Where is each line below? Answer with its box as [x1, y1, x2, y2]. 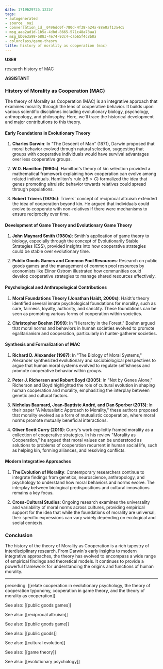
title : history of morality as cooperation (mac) [5, 43, 108, 48]
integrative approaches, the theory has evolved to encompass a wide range [5, 553, 156, 559]
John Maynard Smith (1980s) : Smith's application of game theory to [12, 233, 149, 239]
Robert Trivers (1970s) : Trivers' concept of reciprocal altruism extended [12, 196, 157, 202]
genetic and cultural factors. [12, 392, 69, 398]
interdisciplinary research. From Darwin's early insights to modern [5, 548, 137, 554]
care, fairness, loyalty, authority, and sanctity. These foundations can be [12, 305, 157, 311]
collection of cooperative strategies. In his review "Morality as [12, 432, 136, 438]
